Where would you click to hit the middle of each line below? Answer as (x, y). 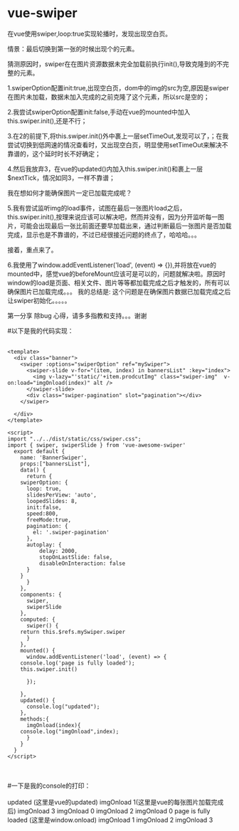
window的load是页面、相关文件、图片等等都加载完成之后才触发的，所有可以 (118, 282)
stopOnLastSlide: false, (76, 557)
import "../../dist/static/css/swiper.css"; (74, 439)
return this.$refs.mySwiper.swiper (73, 632)
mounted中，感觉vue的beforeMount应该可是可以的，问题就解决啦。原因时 (116, 274)
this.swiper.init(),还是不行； (47, 121)
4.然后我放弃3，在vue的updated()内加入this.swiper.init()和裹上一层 (105, 169)
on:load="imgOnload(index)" (49, 383)
